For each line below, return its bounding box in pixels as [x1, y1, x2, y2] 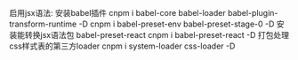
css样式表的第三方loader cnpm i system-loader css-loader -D [9, 41, 236, 51]
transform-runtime [9, 19, 77, 29]
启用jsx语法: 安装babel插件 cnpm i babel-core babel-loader [9, 8, 226, 18]
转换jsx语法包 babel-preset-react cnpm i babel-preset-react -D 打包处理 [24, 30, 290, 40]
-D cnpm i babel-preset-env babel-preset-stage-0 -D [78, 19, 275, 29]
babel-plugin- [227, 8, 278, 18]
